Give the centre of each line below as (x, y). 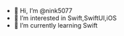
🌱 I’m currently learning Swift (56, 25)
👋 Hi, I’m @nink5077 (43, 11)
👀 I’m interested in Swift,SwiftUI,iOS (65, 18)
